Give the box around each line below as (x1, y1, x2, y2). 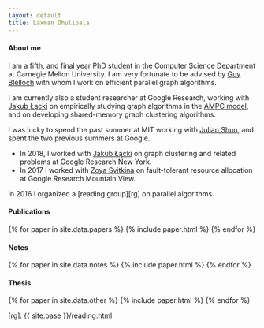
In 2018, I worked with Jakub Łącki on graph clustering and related (19, 148, 236, 158)
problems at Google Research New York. (19, 157, 152, 166)
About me (8, 43, 42, 53)
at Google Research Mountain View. (19, 173, 136, 183)
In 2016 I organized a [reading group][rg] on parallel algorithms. (8, 188, 214, 198)
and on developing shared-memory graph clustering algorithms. (8, 110, 217, 119)
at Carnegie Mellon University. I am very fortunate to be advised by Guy (8, 69, 241, 79)
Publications (8, 207, 50, 217)
